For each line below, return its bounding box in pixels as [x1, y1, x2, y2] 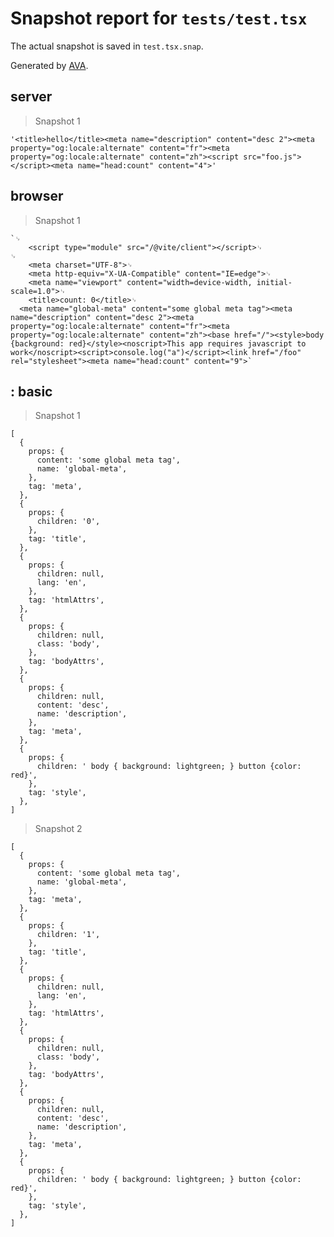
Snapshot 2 [34, 823, 83, 835]
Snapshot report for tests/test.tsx [10, 7, 308, 30]
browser [10, 188, 64, 205]
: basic [10, 383, 53, 400]
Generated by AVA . [10, 59, 89, 71]
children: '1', [36, 930, 101, 940]
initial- [256, 277, 293, 287]
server [10, 88, 53, 106]
